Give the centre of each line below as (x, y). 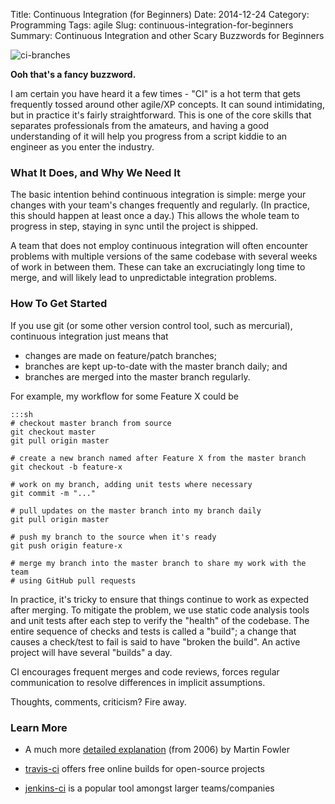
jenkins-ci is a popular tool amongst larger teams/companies (149, 788)
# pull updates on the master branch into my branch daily (136, 510)
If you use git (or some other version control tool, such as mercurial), (151, 325)
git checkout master (53, 432)
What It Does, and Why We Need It (96, 172)
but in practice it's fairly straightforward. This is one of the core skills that (161, 115)
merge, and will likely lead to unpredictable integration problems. (144, 278)
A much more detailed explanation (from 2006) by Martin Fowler (157, 749)
